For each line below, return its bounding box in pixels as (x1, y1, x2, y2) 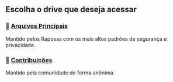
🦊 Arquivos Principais (5, 22, 68, 30)
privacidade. (5, 41, 36, 48)
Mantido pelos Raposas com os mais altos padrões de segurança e (5, 35, 167, 42)
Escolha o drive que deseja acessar (5, 5, 137, 15)
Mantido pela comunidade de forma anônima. (5, 69, 115, 76)
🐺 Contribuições (5, 56, 53, 64)
